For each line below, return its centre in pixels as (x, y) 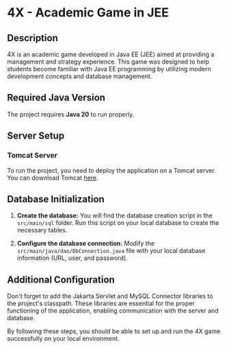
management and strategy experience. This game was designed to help (108, 62)
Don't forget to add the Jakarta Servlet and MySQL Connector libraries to (110, 296)
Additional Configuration (61, 279)
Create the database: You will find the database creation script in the (115, 216)
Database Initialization (56, 199)
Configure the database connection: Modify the (86, 243)
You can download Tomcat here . (53, 178)
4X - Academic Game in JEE (88, 13)
